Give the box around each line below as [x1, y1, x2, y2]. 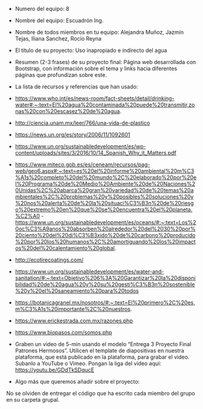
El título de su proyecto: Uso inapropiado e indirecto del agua [14, 47, 167, 54]
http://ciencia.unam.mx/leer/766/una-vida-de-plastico [14, 119, 150, 126]
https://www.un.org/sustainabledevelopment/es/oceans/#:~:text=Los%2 [14, 219, 196, 226]
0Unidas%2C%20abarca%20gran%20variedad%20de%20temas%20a [14, 187, 194, 194]
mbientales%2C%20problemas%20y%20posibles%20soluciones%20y [14, 193, 194, 200]
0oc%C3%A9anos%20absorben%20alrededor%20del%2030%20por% [14, 225, 196, 232]
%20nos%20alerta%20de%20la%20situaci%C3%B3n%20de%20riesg [14, 200, 195, 206]
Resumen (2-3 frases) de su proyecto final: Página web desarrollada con [14, 59, 196, 65]
